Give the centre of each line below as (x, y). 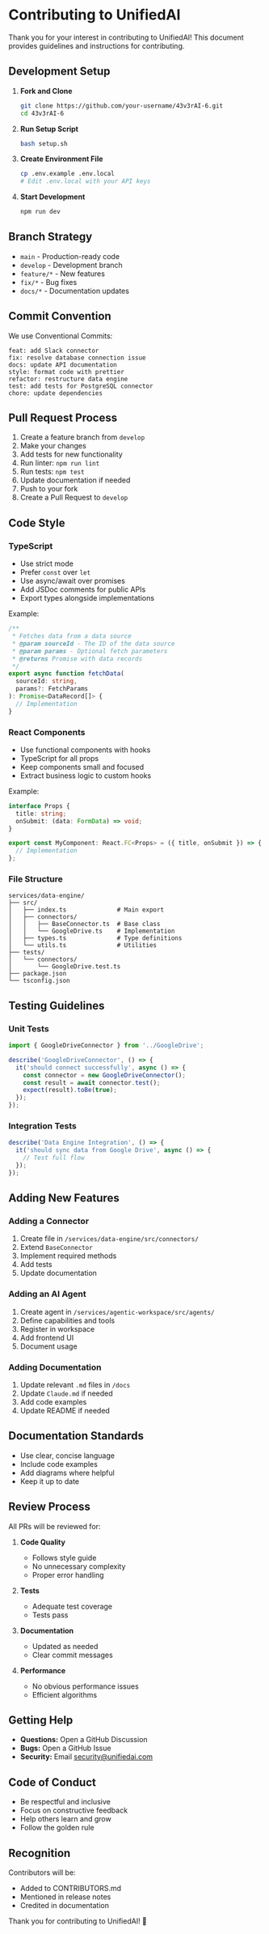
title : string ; (41, 814)
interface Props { (39, 806)
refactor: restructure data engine (68, 379)
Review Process (49, 1507)
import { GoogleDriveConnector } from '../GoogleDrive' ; (106, 1046)
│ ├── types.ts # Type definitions (95, 938)
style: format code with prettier (67, 372)
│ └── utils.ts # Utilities (83, 946)
